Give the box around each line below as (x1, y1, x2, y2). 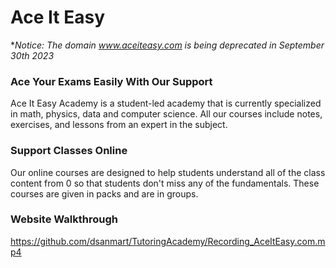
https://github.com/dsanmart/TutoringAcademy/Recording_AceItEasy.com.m (10, 235, 326, 247)
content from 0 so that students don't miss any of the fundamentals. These (10, 177, 320, 189)
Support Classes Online (10, 144, 128, 158)
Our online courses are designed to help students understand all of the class (10, 166, 326, 178)
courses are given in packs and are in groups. (10, 187, 199, 200)
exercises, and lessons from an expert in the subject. (10, 119, 228, 131)
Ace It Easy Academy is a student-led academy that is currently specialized (10, 97, 322, 110)
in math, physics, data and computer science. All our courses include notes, (10, 108, 323, 120)
